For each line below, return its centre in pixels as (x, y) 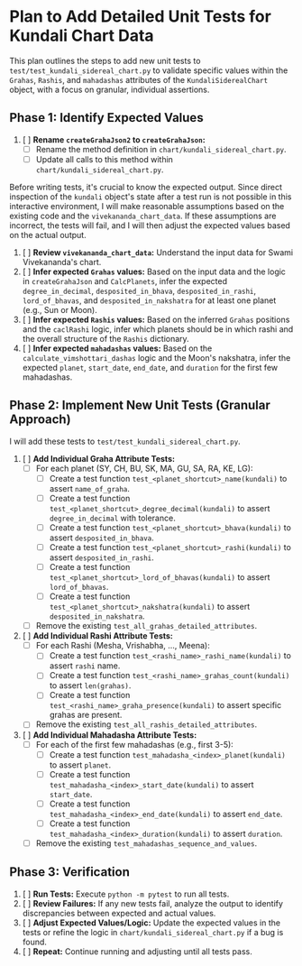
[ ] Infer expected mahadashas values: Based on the (117, 348)
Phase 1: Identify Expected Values (107, 118)
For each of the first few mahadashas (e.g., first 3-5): (135, 744)
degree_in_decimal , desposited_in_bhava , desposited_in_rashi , (139, 290)
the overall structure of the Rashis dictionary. (105, 338)
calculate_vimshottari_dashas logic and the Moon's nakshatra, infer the (156, 357)
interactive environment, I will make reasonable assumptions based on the (147, 206)
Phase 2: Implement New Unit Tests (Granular (140, 405)
